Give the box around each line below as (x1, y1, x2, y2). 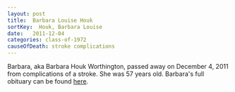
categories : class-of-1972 (7, 37, 87, 44)
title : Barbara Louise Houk (7, 17, 93, 24)
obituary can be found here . (7, 77, 89, 85)
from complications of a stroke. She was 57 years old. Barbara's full (7, 70, 205, 78)
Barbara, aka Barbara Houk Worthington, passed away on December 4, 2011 (7, 63, 229, 70)
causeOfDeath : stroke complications (7, 43, 115, 50)
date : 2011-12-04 (7, 29, 65, 37)
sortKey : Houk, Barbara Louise (7, 23, 102, 30)
